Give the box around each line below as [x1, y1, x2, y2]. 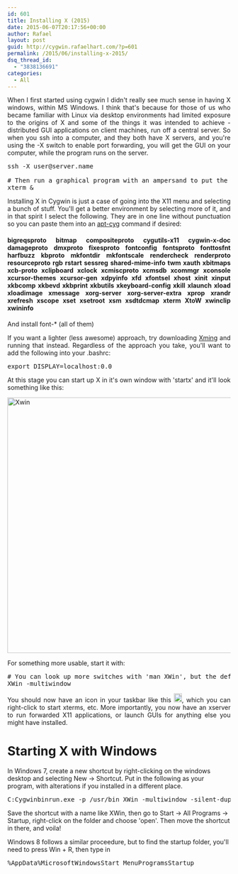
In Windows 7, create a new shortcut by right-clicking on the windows [7, 766, 211, 775]
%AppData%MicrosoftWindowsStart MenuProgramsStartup [7, 858, 195, 867]
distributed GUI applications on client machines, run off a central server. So [7, 126, 231, 135]
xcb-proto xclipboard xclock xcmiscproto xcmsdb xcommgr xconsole [7, 266, 231, 274]
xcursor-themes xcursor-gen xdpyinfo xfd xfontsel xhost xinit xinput [7, 273, 231, 282]
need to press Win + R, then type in [7, 845, 111, 853]
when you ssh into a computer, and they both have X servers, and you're [7, 133, 231, 142]
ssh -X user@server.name [7, 163, 93, 170]
